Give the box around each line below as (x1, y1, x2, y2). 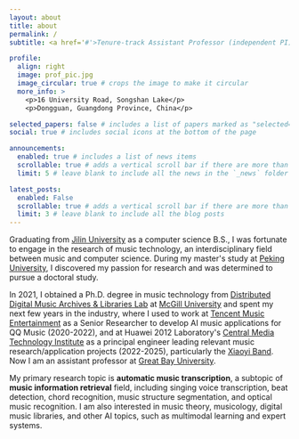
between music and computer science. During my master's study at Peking (9, 253, 285, 264)
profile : (9, 54, 42, 63)
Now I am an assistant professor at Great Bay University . (9, 355, 216, 366)
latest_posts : (9, 184, 62, 194)
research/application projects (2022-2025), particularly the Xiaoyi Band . (9, 346, 274, 357)
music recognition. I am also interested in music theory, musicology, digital (9, 402, 283, 412)
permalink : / (9, 29, 58, 38)
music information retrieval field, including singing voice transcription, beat (9, 382, 288, 393)
